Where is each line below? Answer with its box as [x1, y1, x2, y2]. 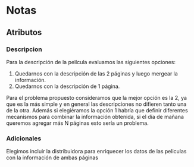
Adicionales [6, 134, 42, 143]
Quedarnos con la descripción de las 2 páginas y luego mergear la [14, 70, 179, 77]
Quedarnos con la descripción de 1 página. [14, 83, 120, 90]
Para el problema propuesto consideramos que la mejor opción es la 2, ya [6, 94, 187, 101]
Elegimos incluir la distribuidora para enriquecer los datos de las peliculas [6, 148, 187, 155]
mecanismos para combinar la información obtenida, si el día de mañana [6, 113, 184, 120]
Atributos [6, 27, 42, 37]
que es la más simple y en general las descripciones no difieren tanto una [6, 100, 187, 108]
